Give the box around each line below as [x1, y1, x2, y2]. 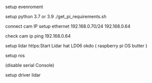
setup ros [5, 52, 25, 58]
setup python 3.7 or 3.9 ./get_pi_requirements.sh [5, 14, 107, 19]
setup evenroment [5, 4, 43, 10]
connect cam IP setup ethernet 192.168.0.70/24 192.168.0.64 [5, 23, 131, 29]
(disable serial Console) [5, 62, 55, 68]
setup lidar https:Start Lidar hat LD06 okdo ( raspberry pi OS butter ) [5, 43, 147, 49]
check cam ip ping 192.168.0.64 [5, 33, 71, 39]
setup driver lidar [5, 72, 41, 78]
